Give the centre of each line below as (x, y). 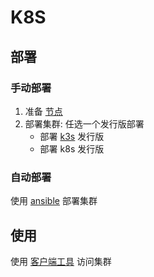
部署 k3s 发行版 (72, 136)
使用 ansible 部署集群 (54, 201)
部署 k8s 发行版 (72, 148)
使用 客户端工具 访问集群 (61, 261)
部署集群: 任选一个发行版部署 (84, 123)
